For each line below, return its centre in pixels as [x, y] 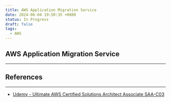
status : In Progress [27, 19]
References [24, 77]
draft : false [19, 24]
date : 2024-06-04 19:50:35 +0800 [41, 15]
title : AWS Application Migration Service [51, 10]
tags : [11, 29]
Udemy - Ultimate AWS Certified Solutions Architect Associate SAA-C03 [88, 94]
